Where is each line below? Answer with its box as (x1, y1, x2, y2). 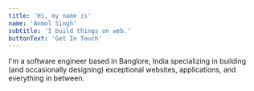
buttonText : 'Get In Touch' (8, 34, 103, 43)
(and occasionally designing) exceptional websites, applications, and (8, 65, 236, 75)
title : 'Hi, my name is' (8, 11, 92, 20)
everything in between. (8, 73, 85, 83)
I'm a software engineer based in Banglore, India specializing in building (8, 56, 247, 66)
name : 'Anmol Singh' (8, 19, 78, 27)
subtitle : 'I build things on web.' (8, 27, 131, 35)
